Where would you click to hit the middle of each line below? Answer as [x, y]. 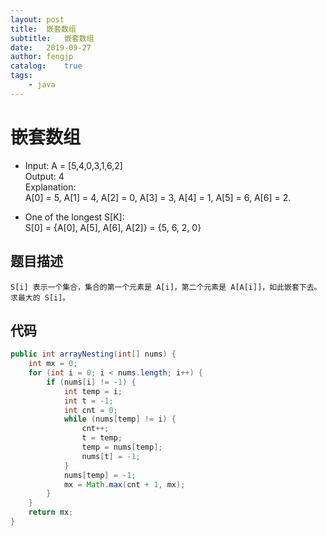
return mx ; [51, 512]
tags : [21, 76]
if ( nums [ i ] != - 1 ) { [91, 382]
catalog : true [46, 66]
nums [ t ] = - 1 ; [111, 456]
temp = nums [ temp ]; [122, 447]
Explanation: [50, 187]
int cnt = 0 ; [90, 410]
